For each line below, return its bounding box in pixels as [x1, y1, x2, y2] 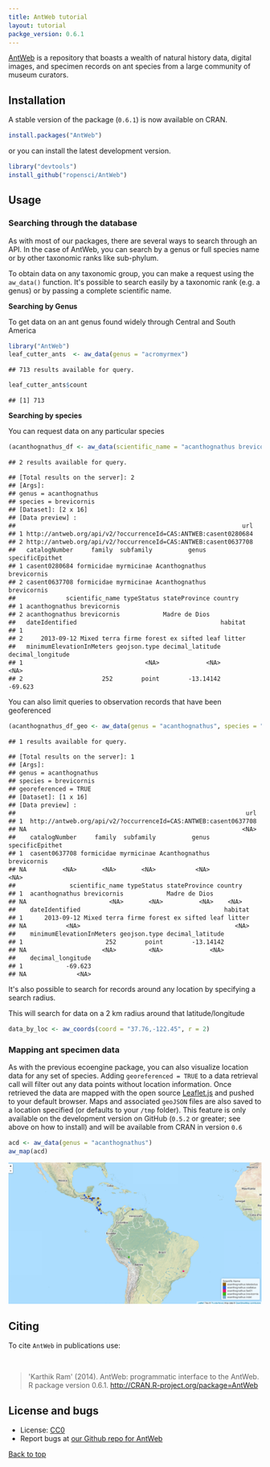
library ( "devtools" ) [8, 163, 78, 171]
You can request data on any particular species [8, 427, 165, 436]
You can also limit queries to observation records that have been [8, 697, 223, 706]
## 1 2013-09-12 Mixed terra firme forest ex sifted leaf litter [8, 914, 250, 922]
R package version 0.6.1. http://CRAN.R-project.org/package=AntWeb [27, 1381, 259, 1391]
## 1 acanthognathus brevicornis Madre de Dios [8, 890, 215, 898]
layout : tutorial [8, 21, 67, 30]
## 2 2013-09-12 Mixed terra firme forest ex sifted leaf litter [8, 634, 247, 643]
